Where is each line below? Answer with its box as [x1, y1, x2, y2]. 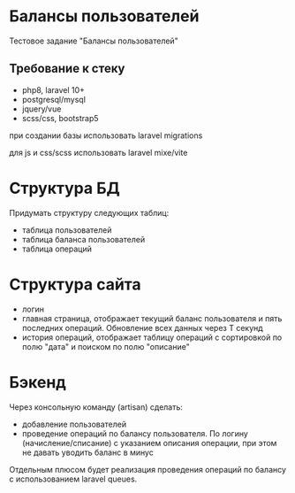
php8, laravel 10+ [21, 84, 86, 95]
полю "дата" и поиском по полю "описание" [21, 341, 190, 351]
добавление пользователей [21, 419, 127, 429]
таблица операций [21, 243, 93, 254]
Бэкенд [9, 372, 66, 392]
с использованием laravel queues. [9, 474, 138, 484]
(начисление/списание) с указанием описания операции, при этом [21, 437, 277, 448]
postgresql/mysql [21, 94, 87, 104]
